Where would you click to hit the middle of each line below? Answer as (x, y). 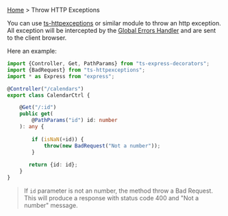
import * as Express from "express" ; (61, 76)
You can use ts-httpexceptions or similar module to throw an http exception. (114, 23)
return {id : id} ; (53, 165)
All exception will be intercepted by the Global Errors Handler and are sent (112, 31)
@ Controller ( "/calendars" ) (46, 88)
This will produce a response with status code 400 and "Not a (111, 197)
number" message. (51, 205)
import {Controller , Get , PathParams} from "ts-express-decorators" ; (109, 64)
